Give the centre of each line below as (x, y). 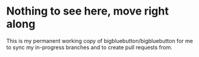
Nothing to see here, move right (87, 11)
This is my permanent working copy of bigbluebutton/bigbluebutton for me (99, 41)
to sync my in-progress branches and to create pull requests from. (89, 47)
